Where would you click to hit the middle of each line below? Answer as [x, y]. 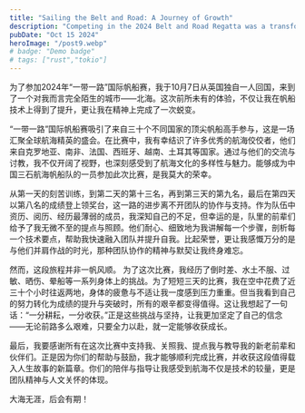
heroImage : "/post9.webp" [58, 43]
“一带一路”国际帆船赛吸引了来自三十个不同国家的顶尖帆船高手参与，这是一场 [152, 129]
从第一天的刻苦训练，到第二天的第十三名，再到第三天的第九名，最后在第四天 [152, 193]
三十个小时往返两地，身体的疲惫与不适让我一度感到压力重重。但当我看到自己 [152, 292]
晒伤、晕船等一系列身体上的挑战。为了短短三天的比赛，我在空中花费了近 [160, 281]
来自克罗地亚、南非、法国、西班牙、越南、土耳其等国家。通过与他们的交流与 [152, 152]
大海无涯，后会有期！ [49, 399]
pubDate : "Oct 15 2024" [54, 34]
